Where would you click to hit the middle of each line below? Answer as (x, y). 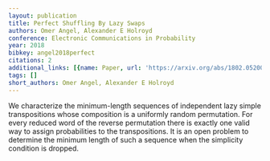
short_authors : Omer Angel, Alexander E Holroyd (91, 83)
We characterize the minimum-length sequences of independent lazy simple (135, 106)
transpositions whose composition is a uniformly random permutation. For (131, 114)
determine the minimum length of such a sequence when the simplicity (126, 139)
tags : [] (23, 75)
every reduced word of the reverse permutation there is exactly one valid (129, 123)
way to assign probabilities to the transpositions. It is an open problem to (129, 131)
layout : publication (43, 16)
